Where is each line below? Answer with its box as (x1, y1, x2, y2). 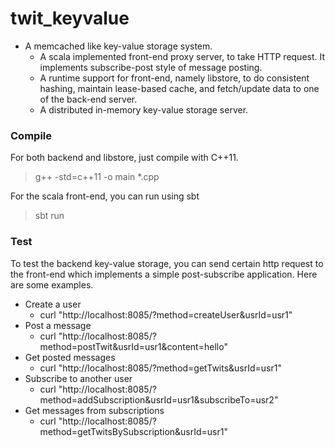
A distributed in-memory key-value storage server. (39, 103, 249, 116)
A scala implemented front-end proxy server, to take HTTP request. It (39, 50, 326, 62)
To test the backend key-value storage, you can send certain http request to (10, 257, 324, 269)
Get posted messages (24, 351, 116, 363)
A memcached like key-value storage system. (24, 40, 213, 52)
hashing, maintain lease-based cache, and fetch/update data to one (39, 82, 320, 94)
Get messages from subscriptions (24, 404, 165, 416)
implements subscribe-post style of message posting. (39, 61, 263, 73)
